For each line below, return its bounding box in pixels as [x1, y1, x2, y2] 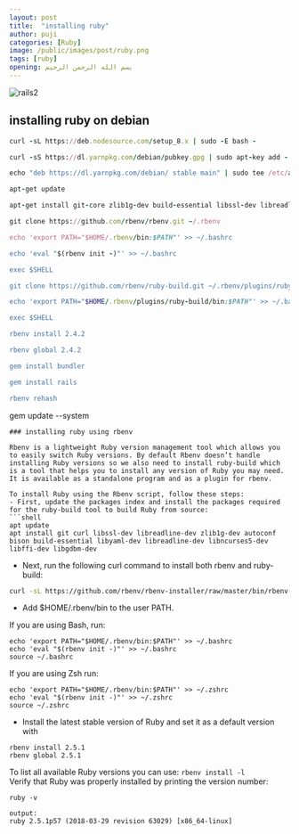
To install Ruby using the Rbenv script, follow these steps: [9, 489, 245, 499]
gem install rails [9, 378, 77, 387]
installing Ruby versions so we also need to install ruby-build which [9, 458, 280, 468]
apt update [9, 520, 50, 530]
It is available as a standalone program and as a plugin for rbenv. [9, 474, 273, 483]
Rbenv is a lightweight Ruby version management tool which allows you [9, 443, 280, 452]
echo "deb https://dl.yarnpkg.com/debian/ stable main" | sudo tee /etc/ [9, 168, 289, 178]
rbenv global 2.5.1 [9, 751, 82, 760]
